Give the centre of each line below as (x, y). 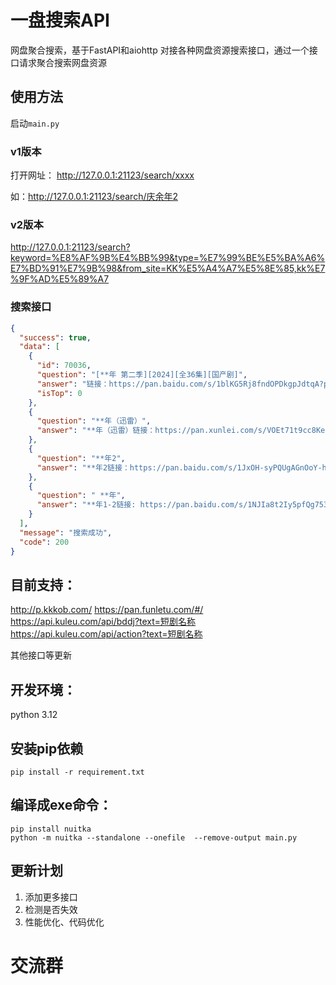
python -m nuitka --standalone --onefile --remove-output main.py (154, 837)
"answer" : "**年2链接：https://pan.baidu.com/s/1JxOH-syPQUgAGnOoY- (179, 467)
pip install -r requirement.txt (77, 772)
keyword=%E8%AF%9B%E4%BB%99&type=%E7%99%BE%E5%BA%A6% (168, 258)
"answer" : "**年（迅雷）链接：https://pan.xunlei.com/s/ (152, 431)
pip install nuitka (51, 829)
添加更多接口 (51, 897)
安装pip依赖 (47, 748)
